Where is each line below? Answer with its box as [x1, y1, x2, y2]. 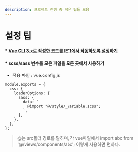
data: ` [23, 99, 39, 104]
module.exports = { [5, 82, 46, 87]
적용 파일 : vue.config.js [12, 72, 61, 78]
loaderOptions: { [14, 90, 50, 96]
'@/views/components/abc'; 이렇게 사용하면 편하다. [17, 141, 120, 147]
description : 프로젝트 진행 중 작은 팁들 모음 [5, 7, 90, 12]
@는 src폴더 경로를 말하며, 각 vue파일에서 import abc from [17, 135, 133, 141]
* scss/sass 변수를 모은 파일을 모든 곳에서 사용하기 [5, 60, 104, 66]
